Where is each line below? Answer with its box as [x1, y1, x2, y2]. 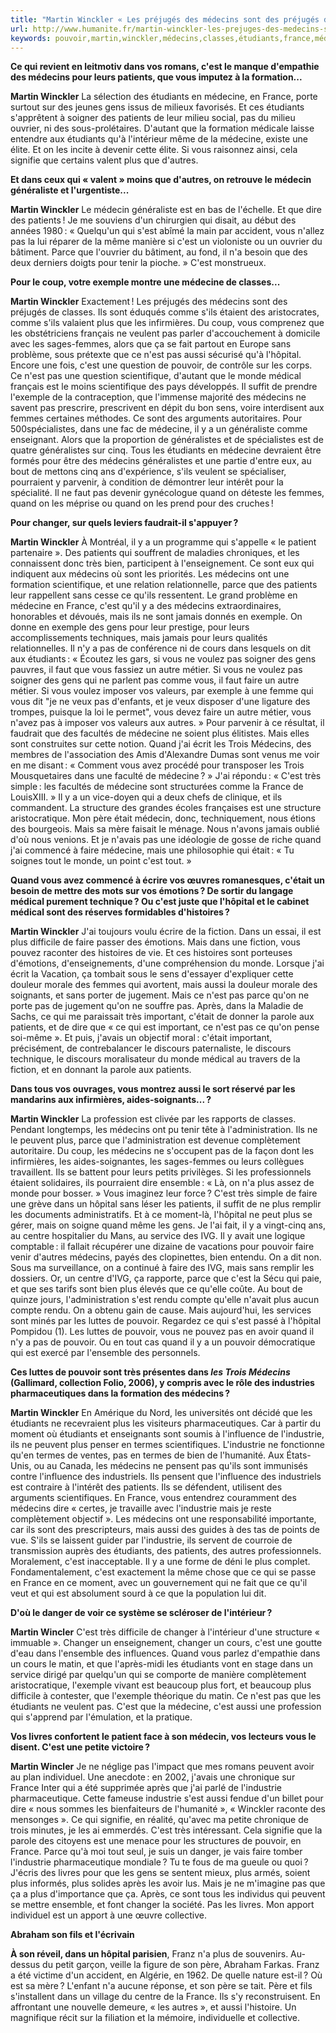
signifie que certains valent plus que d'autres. [10, 154, 199, 166]
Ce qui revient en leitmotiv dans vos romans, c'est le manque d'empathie [10, 61, 320, 73]
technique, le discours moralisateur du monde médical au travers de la [10, 1053, 301, 1065]
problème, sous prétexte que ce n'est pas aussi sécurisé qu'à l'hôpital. [10, 349, 302, 361]
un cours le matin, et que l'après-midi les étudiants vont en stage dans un [10, 1658, 313, 1670]
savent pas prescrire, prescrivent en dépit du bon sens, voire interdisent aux [10, 402, 325, 414]
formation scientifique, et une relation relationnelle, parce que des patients [10, 579, 318, 591]
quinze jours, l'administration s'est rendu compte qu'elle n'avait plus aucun [10, 1294, 320, 1306]
